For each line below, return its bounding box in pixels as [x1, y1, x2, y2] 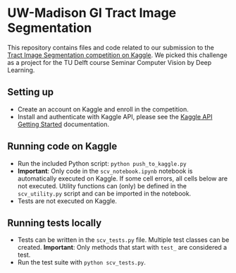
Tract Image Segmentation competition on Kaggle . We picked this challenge [7, 51, 228, 59]
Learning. [7, 66, 35, 74]
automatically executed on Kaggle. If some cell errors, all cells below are [17, 174, 228, 183]
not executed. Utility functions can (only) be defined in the [17, 181, 187, 190]
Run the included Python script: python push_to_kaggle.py [17, 159, 187, 167]
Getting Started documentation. [17, 120, 109, 128]
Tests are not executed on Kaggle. [17, 196, 118, 205]
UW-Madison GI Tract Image [7, 5, 177, 21]
